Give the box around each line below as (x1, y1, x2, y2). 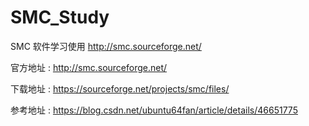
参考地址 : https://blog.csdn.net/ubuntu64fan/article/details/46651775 (10, 104, 298, 116)
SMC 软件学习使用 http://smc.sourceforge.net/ (10, 40, 202, 52)
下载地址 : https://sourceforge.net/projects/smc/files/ (10, 82, 230, 95)
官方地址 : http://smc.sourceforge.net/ (10, 61, 168, 73)
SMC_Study (10, 6, 110, 29)
